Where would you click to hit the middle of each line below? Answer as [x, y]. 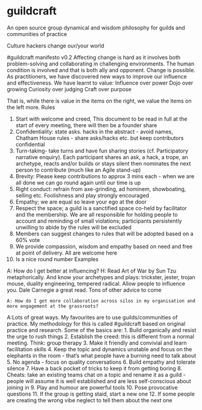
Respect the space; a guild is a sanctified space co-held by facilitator [101, 208]
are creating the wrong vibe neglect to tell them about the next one [90, 400]
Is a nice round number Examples [57, 259]
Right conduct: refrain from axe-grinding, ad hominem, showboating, [101, 189]
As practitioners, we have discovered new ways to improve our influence [97, 76]
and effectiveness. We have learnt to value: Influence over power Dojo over [100, 83]
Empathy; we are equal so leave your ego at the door [81, 202]
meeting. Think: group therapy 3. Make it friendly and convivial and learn [97, 343]
